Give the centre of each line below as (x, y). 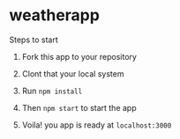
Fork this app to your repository (79, 56)
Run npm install (52, 91)
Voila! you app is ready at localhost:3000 (97, 125)
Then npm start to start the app (79, 107)
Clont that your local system (73, 73)
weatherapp (54, 15)
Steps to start (34, 40)
